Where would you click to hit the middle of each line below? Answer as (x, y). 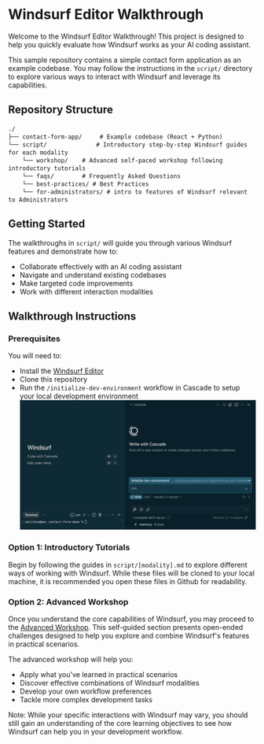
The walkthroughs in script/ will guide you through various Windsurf (120, 242)
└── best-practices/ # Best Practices (86, 184)
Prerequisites (34, 339)
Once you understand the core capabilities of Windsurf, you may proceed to (131, 619)
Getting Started (47, 224)
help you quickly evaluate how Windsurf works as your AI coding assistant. (130, 44)
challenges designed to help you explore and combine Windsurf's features (129, 635)
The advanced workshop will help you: (71, 659)
